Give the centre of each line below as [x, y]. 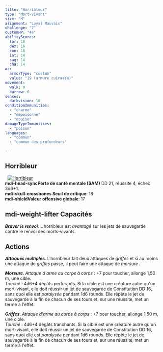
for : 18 [17, 42]
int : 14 [17, 55]
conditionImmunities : [27, 106]
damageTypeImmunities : [28, 124]
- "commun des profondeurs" [38, 142]
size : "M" [15, 19]
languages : [16, 133]
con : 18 [17, 51]
